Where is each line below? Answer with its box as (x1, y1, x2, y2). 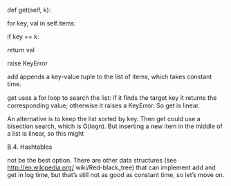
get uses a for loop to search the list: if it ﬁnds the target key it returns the (7, 94, 217, 102)
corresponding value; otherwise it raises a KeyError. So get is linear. (7, 101, 201, 110)
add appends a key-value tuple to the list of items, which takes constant (7, 72, 212, 81)
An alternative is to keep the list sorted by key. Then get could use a (7, 115, 201, 123)
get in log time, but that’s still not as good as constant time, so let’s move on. (7, 171, 225, 178)
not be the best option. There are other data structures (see (7, 156, 177, 164)
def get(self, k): (7, 6, 51, 14)
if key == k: (7, 32, 39, 41)
